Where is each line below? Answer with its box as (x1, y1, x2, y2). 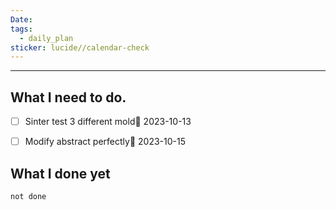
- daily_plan (19, 33, 74, 43)
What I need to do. (10, 89, 127, 106)
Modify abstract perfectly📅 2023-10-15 (24, 136, 186, 148)
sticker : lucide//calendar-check (10, 42, 150, 53)
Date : (10, 14, 33, 25)
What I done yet (10, 165, 111, 182)
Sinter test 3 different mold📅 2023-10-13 (24, 116, 192, 128)
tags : (10, 24, 33, 34)
